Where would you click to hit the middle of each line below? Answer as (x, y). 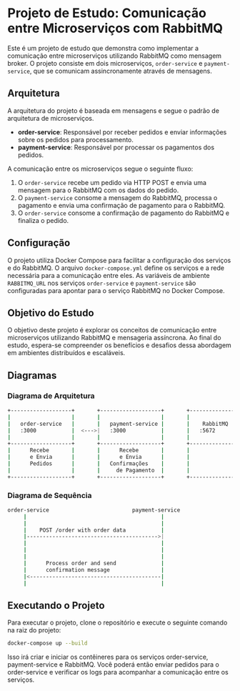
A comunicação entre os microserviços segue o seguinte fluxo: (100, 169)
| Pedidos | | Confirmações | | (99, 464)
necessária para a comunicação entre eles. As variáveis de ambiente (109, 275)
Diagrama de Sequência (50, 495)
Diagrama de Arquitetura (51, 396)
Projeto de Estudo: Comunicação (107, 13)
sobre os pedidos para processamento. (76, 139)
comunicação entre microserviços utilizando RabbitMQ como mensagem (115, 56)
